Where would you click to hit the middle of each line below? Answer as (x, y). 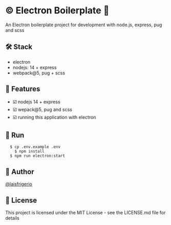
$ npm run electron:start (38, 156)
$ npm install (29, 152)
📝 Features (23, 89)
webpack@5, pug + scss (39, 73)
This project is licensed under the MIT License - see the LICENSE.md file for (85, 212)
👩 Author (20, 172)
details (12, 218)
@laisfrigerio (19, 184)
